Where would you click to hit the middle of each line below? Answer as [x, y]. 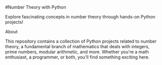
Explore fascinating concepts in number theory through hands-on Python [80, 17]
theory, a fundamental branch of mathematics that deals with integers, [77, 46]
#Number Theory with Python [36, 7]
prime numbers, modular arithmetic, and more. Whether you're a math [77, 52]
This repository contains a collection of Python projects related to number [81, 41]
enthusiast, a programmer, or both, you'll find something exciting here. [77, 57]
